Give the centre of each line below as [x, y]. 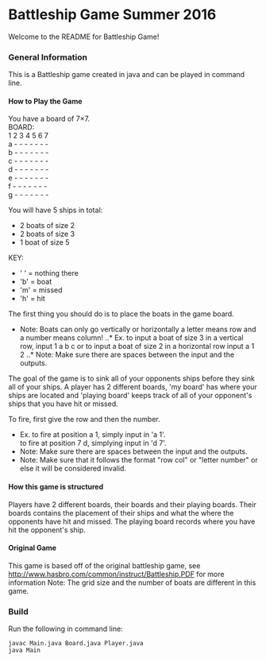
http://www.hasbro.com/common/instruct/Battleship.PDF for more [116, 574]
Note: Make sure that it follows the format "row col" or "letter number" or [139, 460]
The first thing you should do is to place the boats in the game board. [121, 314]
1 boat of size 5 [44, 242]
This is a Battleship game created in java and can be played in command [126, 75]
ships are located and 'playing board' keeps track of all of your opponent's [130, 396]
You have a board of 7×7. [49, 119]
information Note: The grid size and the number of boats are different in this [132, 583]
